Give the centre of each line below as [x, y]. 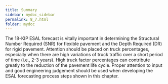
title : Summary [21, 10]
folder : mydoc [20, 24]
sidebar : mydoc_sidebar [30, 15]
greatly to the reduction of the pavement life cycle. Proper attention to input [84, 65]
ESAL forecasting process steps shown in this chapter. [62, 76]
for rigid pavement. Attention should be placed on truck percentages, [77, 49]
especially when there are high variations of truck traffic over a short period [84, 55]
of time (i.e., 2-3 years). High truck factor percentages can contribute [78, 60]
